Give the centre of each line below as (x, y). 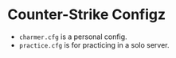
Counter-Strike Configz (87, 15)
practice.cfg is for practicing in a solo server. (94, 44)
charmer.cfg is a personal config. (73, 37)
